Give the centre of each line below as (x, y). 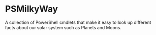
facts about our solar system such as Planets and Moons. (63, 27)
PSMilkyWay (31, 9)
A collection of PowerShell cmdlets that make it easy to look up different (78, 22)
